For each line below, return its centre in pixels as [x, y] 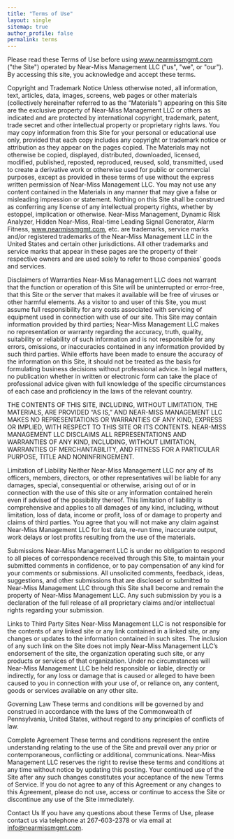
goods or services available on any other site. [73, 691]
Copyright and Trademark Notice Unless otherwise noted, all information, [112, 88]
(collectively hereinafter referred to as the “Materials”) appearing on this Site [117, 103]
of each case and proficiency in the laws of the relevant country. [100, 392]
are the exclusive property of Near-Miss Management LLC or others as [109, 110]
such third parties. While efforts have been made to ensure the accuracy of [115, 354]
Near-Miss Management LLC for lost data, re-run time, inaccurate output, [112, 530]
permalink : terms [32, 40]
